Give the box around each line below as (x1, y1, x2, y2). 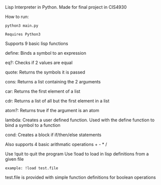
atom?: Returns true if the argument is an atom (5, 108, 99, 113)
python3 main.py (5, 23, 38, 28)
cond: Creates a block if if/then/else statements (5, 132, 102, 138)
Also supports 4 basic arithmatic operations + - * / (5, 142, 107, 147)
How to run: (5, 14, 29, 19)
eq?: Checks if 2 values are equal (5, 60, 73, 66)
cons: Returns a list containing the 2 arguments (5, 79, 101, 84)
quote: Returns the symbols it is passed (5, 69, 85, 75)
